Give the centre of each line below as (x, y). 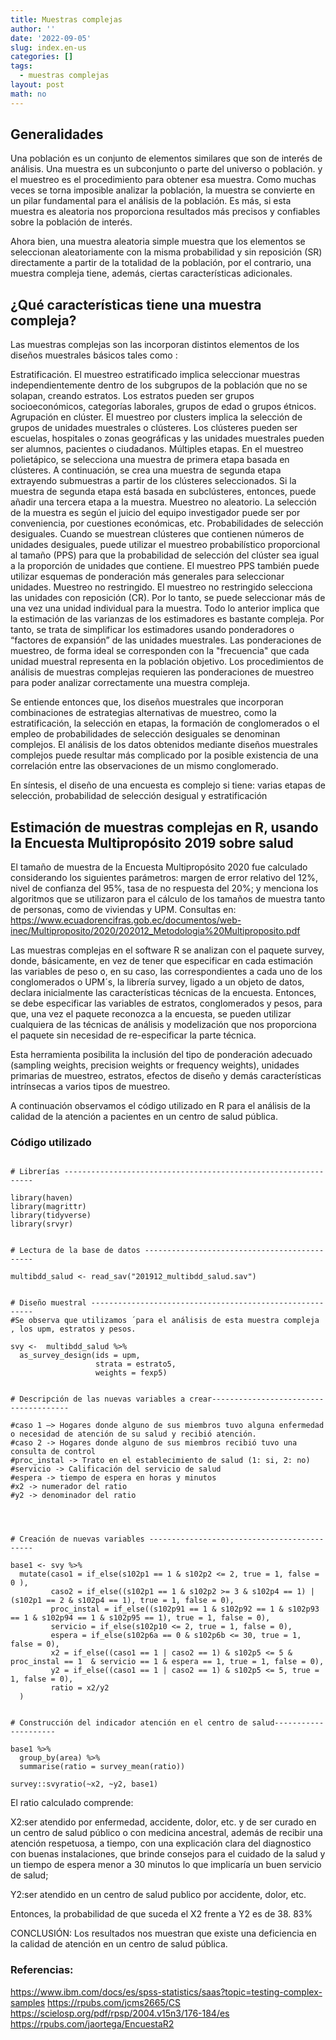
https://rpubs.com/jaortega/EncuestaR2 (92, 2023)
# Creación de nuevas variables (77, 1539)
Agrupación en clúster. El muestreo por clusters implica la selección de (156, 417)
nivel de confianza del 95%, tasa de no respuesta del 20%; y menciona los (164, 888)
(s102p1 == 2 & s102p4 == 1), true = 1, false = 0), (122, 1601)
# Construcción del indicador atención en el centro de (129, 1723)
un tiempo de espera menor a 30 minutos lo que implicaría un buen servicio (166, 1865)
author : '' (33, 29)
